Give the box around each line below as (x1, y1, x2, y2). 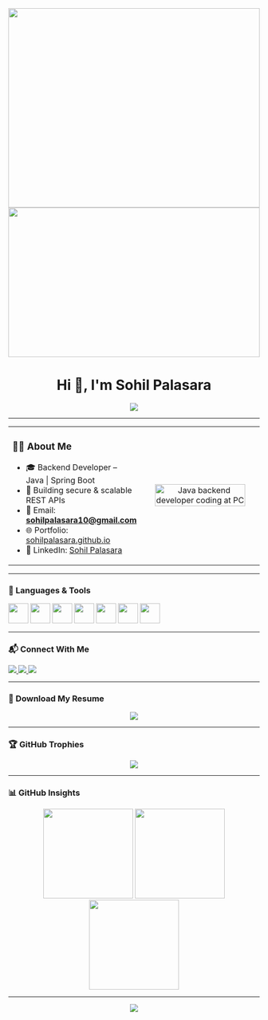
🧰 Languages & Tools (8, 585, 91, 596)
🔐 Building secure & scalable (26, 484, 132, 495)
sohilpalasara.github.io (26, 534, 111, 545)
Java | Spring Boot (26, 475, 96, 486)
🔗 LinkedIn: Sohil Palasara (26, 544, 123, 555)
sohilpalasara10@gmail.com (26, 514, 137, 526)
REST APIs (26, 494, 65, 506)
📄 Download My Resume (8, 693, 105, 704)
